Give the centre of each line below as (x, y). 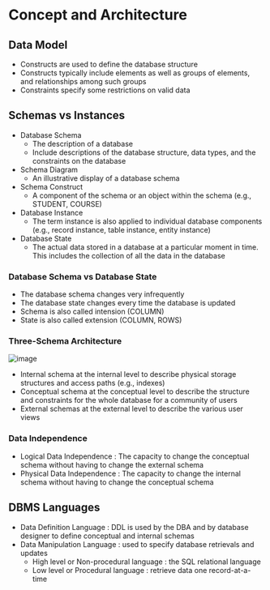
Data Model (38, 45)
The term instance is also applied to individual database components (147, 221)
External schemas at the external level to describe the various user (131, 409)
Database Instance (51, 212)
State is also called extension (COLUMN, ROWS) (101, 320)
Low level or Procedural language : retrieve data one (120, 570)
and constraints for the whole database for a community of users (129, 400)
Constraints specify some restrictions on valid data (105, 90)
